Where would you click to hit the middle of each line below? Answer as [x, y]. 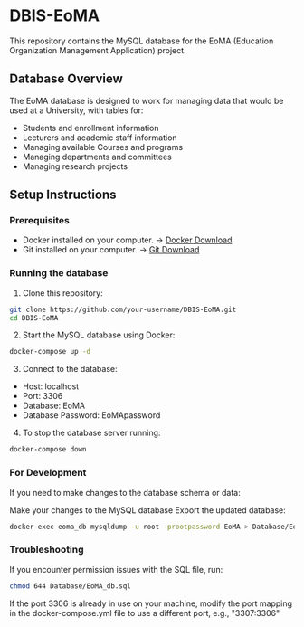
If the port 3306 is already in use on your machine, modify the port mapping [151, 603]
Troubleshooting [47, 550]
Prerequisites [39, 221]
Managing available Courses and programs [103, 147]
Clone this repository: [62, 293]
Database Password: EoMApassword [91, 415]
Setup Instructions [63, 195]
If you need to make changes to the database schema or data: [125, 492]
